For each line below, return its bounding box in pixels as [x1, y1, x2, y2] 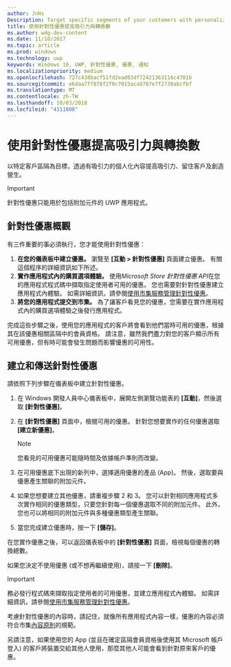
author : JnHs [7, 10, 45, 17]
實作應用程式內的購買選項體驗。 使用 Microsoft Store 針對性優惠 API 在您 [16, 272, 221, 280]
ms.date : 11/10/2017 [7, 36, 67, 43]
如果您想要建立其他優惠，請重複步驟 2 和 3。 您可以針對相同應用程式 [16, 492, 212, 500]
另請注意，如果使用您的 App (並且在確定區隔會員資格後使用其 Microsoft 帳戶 [7, 635, 223, 644]
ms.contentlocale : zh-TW [7, 94, 78, 100]
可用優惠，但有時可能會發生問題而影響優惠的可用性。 [7, 338, 158, 346]
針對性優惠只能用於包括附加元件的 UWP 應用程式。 [7, 198, 152, 206]
